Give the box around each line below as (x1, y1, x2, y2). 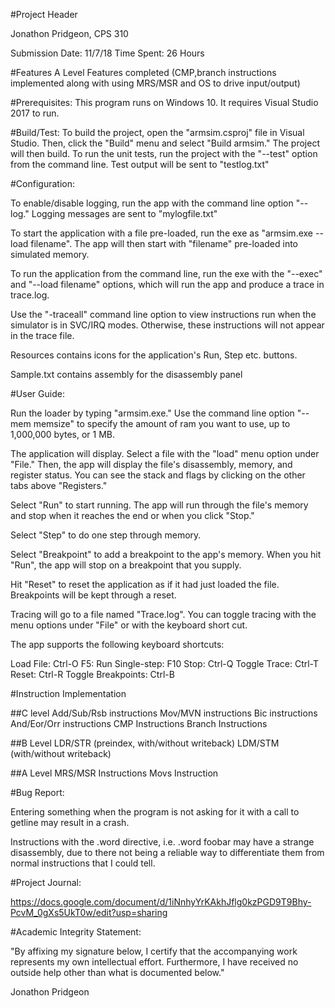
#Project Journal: (10, 877, 82, 888)
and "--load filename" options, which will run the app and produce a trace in (10, 279, 325, 290)
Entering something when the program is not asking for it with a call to (10, 806, 300, 818)
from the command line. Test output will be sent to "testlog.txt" (10, 159, 270, 170)
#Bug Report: (10, 787, 65, 798)
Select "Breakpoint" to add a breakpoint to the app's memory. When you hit (10, 549, 322, 560)
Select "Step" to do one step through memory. (10, 529, 202, 541)
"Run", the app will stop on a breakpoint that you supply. (10, 559, 242, 571)
